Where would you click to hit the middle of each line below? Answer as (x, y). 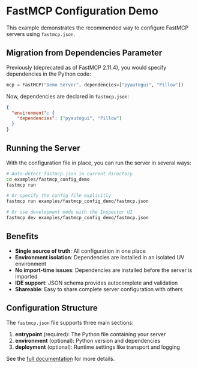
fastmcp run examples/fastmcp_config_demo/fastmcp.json (77, 201)
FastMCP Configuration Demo (82, 11)
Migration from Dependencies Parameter (84, 53)
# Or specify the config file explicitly (59, 196)
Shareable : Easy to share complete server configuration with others (99, 289)
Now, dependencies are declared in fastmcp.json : (67, 96)
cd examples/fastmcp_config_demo (48, 179)
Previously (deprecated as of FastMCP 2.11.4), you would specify (86, 67)
